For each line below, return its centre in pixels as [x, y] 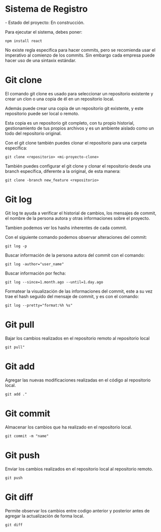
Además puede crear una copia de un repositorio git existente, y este [74, 108]
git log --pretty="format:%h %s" [39, 305]
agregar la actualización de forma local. [45, 516]
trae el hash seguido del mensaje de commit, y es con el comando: [72, 296]
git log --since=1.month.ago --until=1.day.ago [54, 282]
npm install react [24, 41]
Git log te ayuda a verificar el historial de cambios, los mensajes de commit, [81, 213]
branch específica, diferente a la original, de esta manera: [63, 171]
